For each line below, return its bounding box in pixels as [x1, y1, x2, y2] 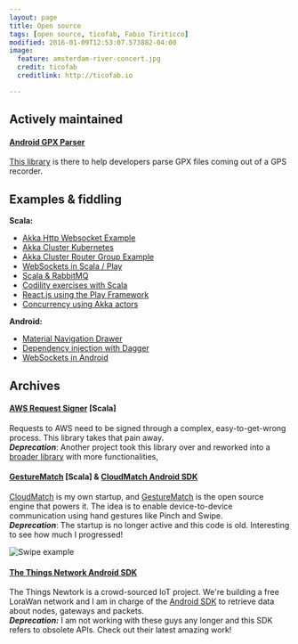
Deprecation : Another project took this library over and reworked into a [9, 442, 271, 452]
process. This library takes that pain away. [9, 432, 165, 443]
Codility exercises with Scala [21, 280, 128, 290]
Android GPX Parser [9, 136, 85, 147]
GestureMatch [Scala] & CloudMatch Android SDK [9, 471, 198, 482]
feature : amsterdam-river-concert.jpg [17, 54, 162, 63]
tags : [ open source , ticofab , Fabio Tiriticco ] [9, 29, 189, 38]
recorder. [9, 166, 43, 176]
